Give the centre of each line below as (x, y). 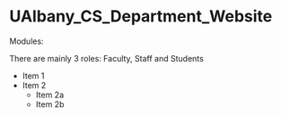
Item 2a (50, 95)
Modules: (26, 41)
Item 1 (33, 75)
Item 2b (50, 104)
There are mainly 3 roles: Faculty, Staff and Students (106, 58)
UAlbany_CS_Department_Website (141, 17)
